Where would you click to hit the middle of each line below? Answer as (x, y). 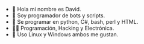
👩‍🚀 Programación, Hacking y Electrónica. (63, 28)
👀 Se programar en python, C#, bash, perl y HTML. (75, 22)
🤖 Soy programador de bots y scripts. (58, 15)
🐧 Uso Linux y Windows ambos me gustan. (65, 34)
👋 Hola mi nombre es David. (46, 9)
